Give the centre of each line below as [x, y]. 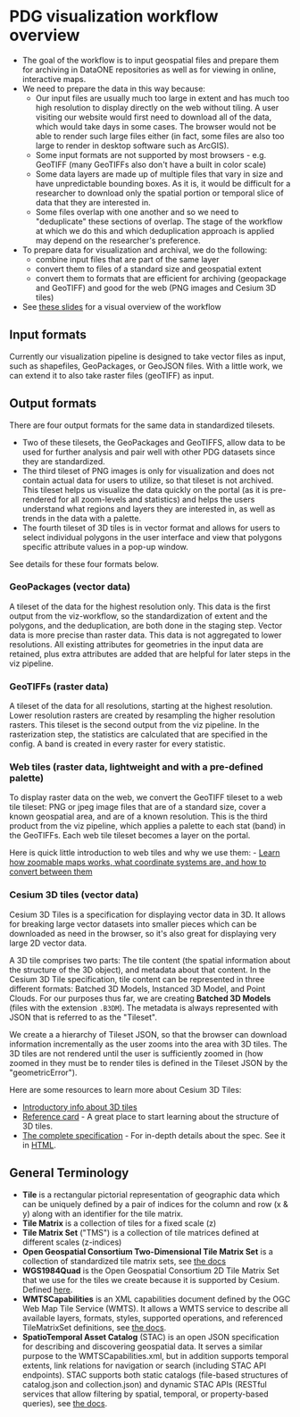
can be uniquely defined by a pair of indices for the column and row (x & [155, 1204]
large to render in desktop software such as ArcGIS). [132, 146]
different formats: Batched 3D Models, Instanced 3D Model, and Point [137, 988]
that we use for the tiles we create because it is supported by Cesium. [151, 1279]
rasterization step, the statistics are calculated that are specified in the [138, 735]
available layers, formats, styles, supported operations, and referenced [152, 1318]
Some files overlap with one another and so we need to [137, 212]
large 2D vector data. [48, 943]
